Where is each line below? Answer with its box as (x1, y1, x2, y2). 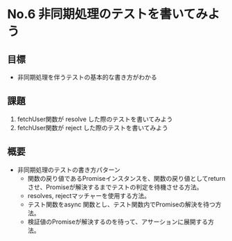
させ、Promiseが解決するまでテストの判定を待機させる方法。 (27, 183, 203, 191)
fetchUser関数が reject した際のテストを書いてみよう (17, 123, 168, 132)
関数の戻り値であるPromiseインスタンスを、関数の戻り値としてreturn (27, 174, 226, 182)
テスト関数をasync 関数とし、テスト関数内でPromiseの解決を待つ (27, 200, 216, 208)
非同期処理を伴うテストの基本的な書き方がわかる (17, 73, 157, 81)
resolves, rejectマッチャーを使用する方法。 (27, 191, 151, 199)
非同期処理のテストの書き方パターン (17, 166, 121, 174)
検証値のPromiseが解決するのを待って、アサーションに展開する (27, 217, 208, 226)
